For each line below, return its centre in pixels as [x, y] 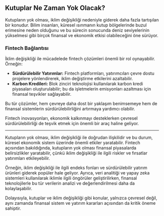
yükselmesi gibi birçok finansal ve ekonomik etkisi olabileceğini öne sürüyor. [82, 35]
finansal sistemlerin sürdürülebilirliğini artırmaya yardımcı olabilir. [70, 109]
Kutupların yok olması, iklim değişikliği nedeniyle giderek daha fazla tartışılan [82, 20]
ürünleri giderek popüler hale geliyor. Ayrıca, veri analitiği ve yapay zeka [77, 173]
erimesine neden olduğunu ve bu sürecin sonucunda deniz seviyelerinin [77, 30]
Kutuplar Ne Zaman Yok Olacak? [55, 8]
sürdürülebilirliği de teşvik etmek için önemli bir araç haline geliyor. [72, 124]
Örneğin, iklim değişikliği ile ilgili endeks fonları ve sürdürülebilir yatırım [76, 168]
